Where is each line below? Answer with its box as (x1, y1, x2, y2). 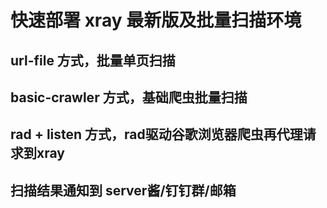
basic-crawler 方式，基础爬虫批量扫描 (10, 89, 248, 106)
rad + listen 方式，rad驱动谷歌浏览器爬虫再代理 (10, 126, 303, 143)
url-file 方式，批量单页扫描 (10, 52, 176, 69)
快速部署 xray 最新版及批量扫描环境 (10, 9, 302, 32)
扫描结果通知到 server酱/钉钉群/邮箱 (10, 182, 237, 199)
